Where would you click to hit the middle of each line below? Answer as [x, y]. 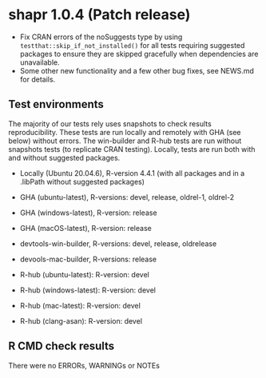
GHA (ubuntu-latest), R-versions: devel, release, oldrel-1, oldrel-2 [127, 197]
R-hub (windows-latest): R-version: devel [87, 290]
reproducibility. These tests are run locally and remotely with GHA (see [125, 132]
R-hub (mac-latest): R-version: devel [80, 305]
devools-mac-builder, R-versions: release [88, 259]
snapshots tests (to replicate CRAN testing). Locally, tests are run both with [132, 149]
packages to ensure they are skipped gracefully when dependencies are [139, 54]
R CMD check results [62, 346]
